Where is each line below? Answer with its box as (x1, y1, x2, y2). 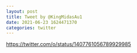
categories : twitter (6, 24, 57, 31)
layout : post (6, 8, 38, 15)
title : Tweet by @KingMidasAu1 (6, 14, 83, 20)
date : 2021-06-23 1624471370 (6, 19, 77, 25)
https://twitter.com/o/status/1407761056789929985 (6, 41, 132, 48)
